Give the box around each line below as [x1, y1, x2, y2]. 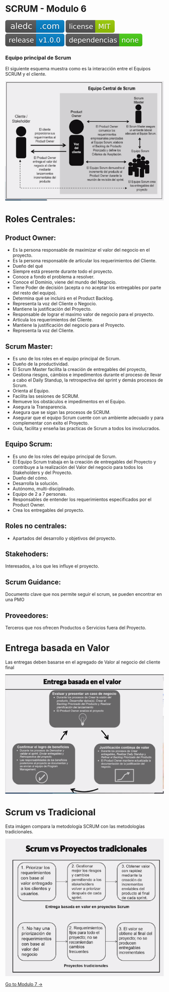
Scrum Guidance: [5, 578, 61, 586]
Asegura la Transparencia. [12, 404, 67, 410]
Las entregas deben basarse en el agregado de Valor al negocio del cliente [5, 659, 160, 665]
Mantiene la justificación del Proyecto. [12, 306, 92, 312]
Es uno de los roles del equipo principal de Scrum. [12, 453, 117, 459]
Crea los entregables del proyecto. [12, 507, 84, 513]
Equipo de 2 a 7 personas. [12, 491, 67, 497]
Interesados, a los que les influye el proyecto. [5, 563, 100, 569]
